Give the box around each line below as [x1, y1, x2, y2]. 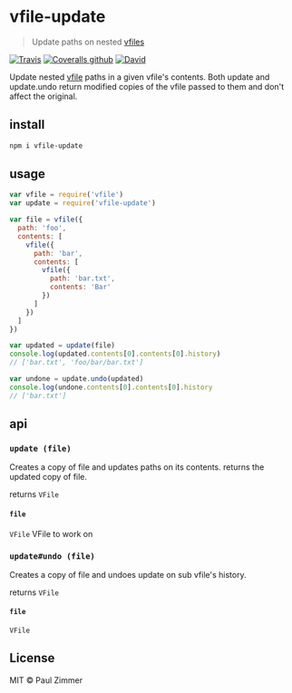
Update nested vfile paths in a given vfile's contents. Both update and [9, 71, 270, 83]
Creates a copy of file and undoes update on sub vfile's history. [9, 569, 247, 580]
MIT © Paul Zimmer [9, 674, 83, 686]
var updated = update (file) [9, 341, 116, 350]
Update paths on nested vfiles [31, 36, 145, 47]
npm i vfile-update [9, 141, 83, 151]
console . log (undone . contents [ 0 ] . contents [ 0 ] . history [9, 383, 213, 392]
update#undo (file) [9, 551, 95, 561]
